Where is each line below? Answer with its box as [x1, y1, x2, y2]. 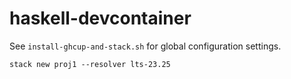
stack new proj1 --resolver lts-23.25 [9, 59, 171, 69]
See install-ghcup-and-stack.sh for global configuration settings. [9, 40, 282, 52]
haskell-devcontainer [9, 7, 192, 30]
